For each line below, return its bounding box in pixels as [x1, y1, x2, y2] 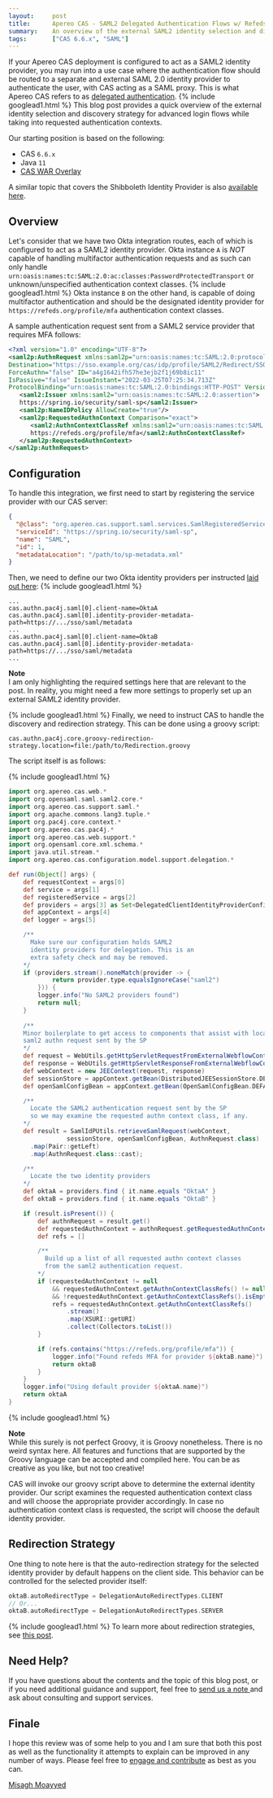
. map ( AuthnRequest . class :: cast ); [29, 1150, 144, 1158]
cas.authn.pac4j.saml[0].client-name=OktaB [8, 633, 158, 641]
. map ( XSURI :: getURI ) [66, 1315, 136, 1324]
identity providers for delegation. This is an [29, 946, 195, 954]
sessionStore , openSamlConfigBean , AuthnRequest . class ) [66, 1134, 260, 1143]
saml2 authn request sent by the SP [23, 1036, 148, 1045]
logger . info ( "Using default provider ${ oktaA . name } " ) [23, 1383, 209, 1391]
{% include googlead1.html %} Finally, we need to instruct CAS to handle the [8, 710, 265, 720]
